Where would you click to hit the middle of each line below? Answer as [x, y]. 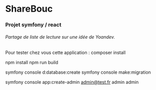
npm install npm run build [32, 63]
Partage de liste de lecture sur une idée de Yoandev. [60, 37]
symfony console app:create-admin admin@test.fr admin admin [72, 82]
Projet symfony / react [34, 25]
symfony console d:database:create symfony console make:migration [78, 72]
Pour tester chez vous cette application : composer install [66, 53]
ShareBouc [29, 9]
